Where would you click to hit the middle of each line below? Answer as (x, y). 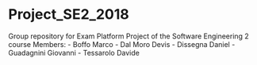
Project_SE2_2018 (69, 14)
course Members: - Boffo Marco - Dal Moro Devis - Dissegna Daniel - (122, 44)
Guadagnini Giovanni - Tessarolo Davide (74, 52)
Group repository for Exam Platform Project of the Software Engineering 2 (129, 36)
